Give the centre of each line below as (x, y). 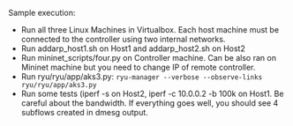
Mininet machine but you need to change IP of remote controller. (138, 67)
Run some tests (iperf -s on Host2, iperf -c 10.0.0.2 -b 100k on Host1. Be (152, 93)
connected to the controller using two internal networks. (123, 39)
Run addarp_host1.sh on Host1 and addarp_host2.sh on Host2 (133, 48)
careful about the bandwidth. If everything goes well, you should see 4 (150, 103)
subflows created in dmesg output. (85, 112)
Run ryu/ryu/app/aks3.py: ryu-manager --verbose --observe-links (142, 77)
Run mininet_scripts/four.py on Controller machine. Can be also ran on (149, 58)
